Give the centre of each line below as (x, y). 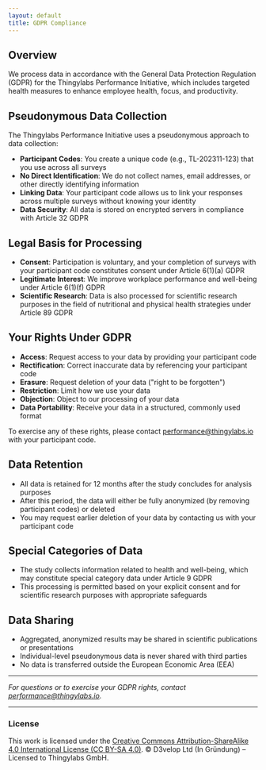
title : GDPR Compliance (47, 23)
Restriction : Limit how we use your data (85, 391)
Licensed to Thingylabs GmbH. (59, 758)
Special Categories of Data (76, 551)
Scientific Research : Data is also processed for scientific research (128, 295)
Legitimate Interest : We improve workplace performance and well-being (138, 279)
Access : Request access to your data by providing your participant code (138, 356)
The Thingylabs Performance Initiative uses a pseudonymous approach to (129, 135)
